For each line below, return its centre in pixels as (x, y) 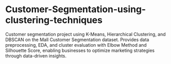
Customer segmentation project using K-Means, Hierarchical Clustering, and (86, 34)
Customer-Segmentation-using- (76, 9)
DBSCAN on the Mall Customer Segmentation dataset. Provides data (77, 40)
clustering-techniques (54, 20)
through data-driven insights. (36, 56)
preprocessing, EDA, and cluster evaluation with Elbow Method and (76, 45)
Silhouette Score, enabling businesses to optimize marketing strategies (80, 50)
